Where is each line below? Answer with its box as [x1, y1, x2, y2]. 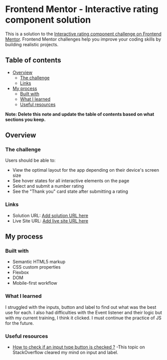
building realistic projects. [5, 41, 59, 47]
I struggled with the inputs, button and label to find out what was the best [5, 304, 156, 310]
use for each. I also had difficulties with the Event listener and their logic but [5, 309, 162, 315]
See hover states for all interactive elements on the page [12, 178, 129, 184]
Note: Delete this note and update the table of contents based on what [5, 111, 154, 117]
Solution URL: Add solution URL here [12, 212, 89, 218]
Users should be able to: [5, 157, 56, 164]
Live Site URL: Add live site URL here [12, 217, 89, 224]
